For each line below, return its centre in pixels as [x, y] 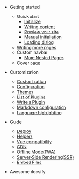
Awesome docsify [27, 171]
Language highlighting [39, 113]
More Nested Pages [44, 57]
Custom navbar [32, 52]
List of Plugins [31, 97]
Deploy [24, 131]
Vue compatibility [34, 142]
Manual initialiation [43, 37]
